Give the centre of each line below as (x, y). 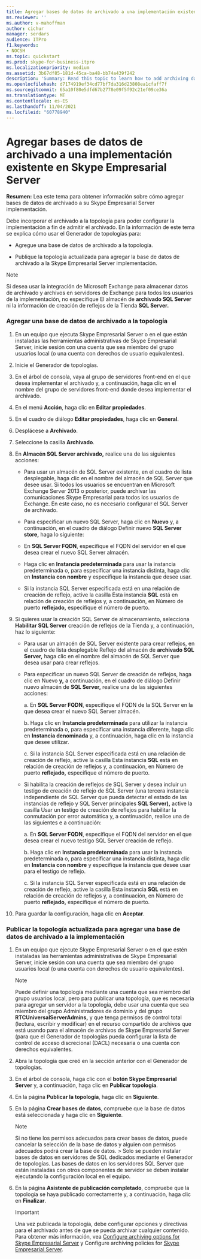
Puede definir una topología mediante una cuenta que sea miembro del (102, 992)
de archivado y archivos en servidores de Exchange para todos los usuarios (100, 293)
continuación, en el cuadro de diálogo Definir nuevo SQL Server (103, 528)
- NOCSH (16, 51)
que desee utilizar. (46, 742)
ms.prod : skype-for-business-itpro (51, 62)
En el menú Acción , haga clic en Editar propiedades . (80, 407)
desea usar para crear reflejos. (62, 662)
